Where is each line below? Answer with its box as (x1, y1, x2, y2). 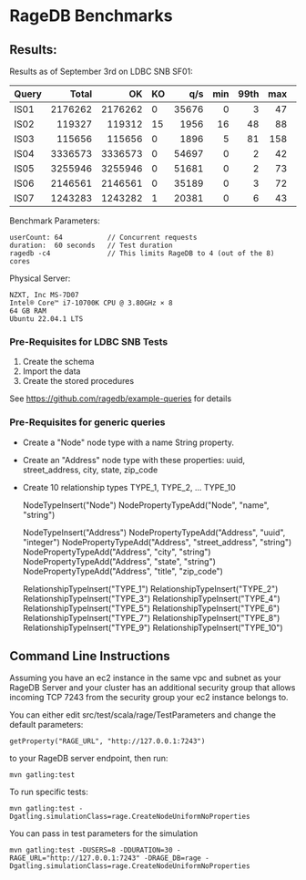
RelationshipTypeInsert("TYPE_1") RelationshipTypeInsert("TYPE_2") (22, 583, 279, 594)
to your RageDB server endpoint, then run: (9, 753, 168, 764)
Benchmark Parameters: (9, 215, 100, 226)
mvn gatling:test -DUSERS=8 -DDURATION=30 (9, 845, 173, 855)
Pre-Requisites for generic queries (9, 416, 166, 429)
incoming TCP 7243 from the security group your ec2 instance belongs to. (9, 692, 289, 703)
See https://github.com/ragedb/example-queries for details (9, 393, 232, 404)
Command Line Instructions (9, 648, 170, 664)
